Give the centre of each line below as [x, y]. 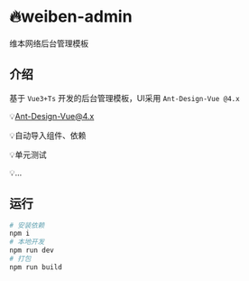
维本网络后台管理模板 [49, 43]
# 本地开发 [27, 242]
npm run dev [32, 250]
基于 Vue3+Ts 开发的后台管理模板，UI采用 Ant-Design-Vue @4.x [125, 98]
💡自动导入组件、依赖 [48, 135]
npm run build [36, 267]
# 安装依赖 [27, 225]
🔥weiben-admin [71, 17]
